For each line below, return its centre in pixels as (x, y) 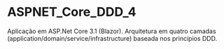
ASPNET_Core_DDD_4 (72, 12)
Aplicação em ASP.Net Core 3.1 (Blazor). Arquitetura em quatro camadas (112, 31)
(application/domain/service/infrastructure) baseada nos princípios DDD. (112, 38)
